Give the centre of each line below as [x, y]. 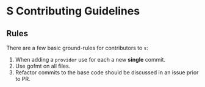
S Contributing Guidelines [73, 11]
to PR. [23, 79]
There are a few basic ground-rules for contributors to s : [77, 48]
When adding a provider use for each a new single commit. [90, 60]
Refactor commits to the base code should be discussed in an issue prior [107, 72]
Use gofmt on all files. [43, 66]
